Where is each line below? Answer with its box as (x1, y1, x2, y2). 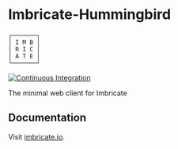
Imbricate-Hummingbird (8, 6, 172, 24)
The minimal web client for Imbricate (8, 88, 128, 98)
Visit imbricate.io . (8, 132, 65, 141)
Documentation (8, 111, 87, 125)
